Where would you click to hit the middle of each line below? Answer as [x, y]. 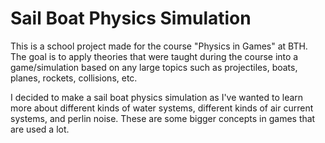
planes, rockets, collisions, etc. [74, 78]
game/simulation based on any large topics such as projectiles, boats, [154, 67]
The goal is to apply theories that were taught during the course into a [154, 56]
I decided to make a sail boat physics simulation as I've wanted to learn [157, 97]
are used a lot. [40, 129]
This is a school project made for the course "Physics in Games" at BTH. [159, 46]
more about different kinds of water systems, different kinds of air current [162, 108]
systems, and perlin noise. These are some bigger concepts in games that [163, 118]
